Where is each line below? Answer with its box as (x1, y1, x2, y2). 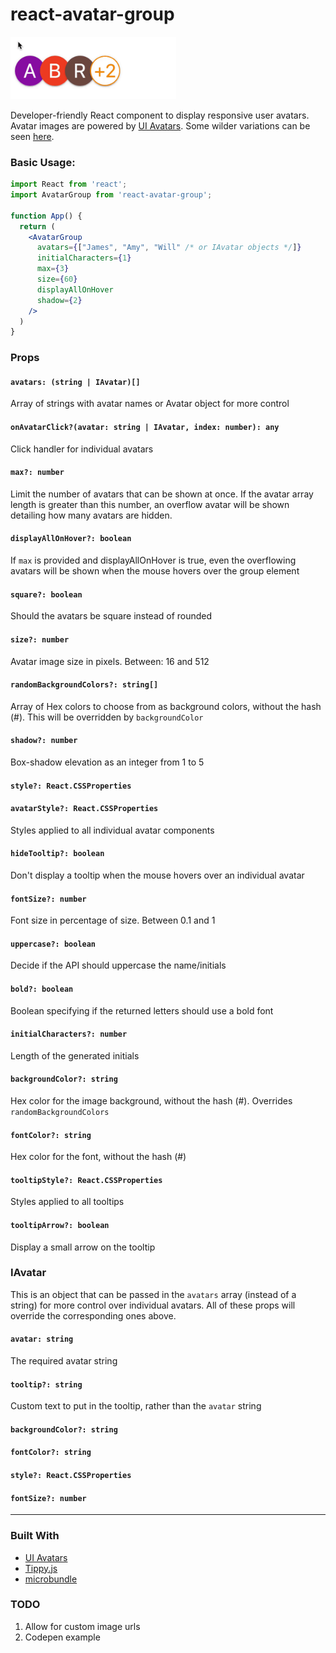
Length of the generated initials (10, 1049, 140, 1062)
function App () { (10, 211, 83, 221)
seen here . (10, 130, 55, 142)
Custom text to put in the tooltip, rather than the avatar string (10, 1400, 262, 1412)
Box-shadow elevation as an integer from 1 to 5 (10, 756, 205, 768)
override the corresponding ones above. (10, 1309, 177, 1322)
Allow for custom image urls (24, 1620, 141, 1632)
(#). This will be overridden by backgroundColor (10, 711, 204, 723)
